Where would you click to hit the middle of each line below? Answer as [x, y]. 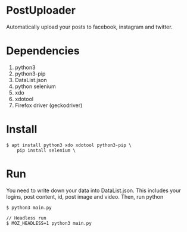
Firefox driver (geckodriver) [49, 105]
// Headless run [26, 218]
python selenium [35, 86]
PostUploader [41, 10]
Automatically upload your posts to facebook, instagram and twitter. [89, 27]
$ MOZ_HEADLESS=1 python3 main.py [49, 223]
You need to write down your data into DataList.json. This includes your [94, 190]
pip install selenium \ [46, 150]
